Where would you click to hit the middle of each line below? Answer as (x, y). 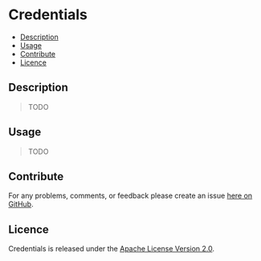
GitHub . (21, 204)
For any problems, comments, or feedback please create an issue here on (130, 196)
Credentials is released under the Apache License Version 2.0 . (112, 249)
